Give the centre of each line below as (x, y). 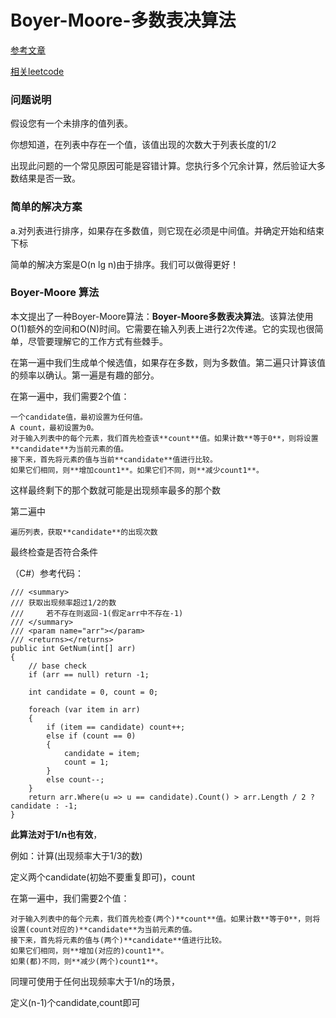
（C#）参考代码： (47, 573)
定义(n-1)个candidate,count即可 (75, 1002)
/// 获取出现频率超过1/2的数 (63, 602)
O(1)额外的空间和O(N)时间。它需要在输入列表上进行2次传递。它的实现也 (158, 328)
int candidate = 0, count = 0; (93, 692)
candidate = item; (102, 753)
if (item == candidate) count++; (116, 727)
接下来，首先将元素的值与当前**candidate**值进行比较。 (114, 459)
